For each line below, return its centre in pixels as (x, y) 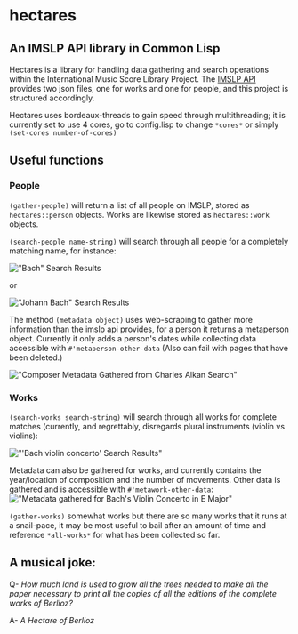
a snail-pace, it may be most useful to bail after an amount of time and (138, 525)
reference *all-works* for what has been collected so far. (115, 534)
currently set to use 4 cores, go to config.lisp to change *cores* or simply (144, 124)
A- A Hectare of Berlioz (52, 620)
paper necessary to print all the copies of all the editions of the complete (143, 593)
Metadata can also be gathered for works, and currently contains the (135, 470)
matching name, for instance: (63, 251)
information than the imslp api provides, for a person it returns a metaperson (149, 329)
